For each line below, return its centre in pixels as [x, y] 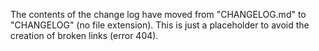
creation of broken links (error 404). [84, 35]
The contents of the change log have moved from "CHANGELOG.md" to [158, 14]
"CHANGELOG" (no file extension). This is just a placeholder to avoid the [160, 25]
